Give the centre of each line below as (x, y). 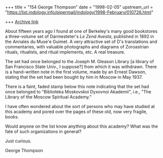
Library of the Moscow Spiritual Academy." (48, 97)
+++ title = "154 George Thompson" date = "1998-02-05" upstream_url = (79, 7)
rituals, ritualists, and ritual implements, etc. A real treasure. (65, 52)
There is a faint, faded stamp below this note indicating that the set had (77, 87)
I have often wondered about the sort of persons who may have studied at (80, 106)
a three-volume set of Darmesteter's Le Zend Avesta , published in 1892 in (80, 36)
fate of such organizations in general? (43, 131)
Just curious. (18, 141)
